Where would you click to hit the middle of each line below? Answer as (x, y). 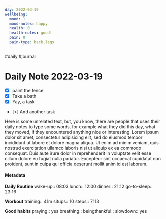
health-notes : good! (31, 33)
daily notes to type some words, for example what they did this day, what (80, 127)
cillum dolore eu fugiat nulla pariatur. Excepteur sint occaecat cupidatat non (83, 158)
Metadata (15, 175)
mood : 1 (18, 19)
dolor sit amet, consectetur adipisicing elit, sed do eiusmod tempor (74, 137)
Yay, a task (23, 102)
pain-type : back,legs (32, 42)
